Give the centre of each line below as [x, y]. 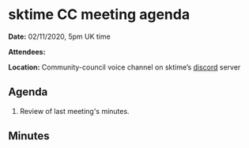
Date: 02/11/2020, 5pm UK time [59, 36]
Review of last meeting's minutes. [74, 111]
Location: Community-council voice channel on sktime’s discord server [124, 67]
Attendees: [27, 51]
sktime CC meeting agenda [99, 15]
